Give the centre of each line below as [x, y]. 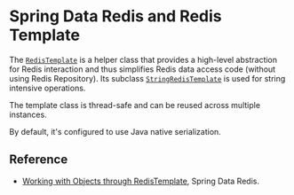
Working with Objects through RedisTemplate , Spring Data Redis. [141, 181]
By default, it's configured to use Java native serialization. [115, 131]
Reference [39, 160]
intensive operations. [48, 88]
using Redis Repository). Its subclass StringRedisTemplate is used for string [147, 78]
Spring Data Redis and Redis [115, 16]
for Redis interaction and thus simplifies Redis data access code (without [143, 69]
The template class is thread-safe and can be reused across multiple [135, 105]
